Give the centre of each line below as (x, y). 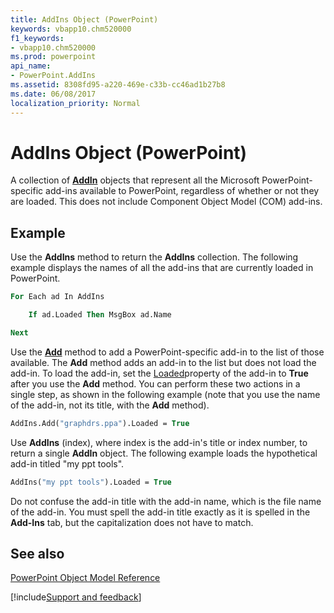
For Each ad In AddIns (57, 297)
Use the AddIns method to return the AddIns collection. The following (154, 257)
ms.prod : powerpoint (53, 57)
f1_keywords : (37, 38)
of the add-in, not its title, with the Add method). (110, 405)
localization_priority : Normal (75, 103)
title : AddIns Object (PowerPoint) (84, 19)
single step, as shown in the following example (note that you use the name (165, 394)
